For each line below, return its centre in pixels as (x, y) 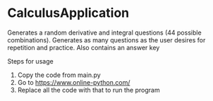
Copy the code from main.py (59, 75)
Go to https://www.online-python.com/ (74, 82)
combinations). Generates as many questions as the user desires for (107, 40)
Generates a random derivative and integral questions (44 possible (105, 32)
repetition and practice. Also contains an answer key (84, 47)
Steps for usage (31, 61)
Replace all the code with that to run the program (89, 90)
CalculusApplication (68, 13)
